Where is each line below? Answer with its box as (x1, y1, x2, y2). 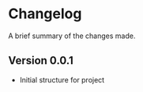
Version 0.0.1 (8, 54, 73, 67)
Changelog (8, 5, 82, 23)
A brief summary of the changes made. (8, 31, 136, 40)
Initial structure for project (19, 75, 105, 84)
